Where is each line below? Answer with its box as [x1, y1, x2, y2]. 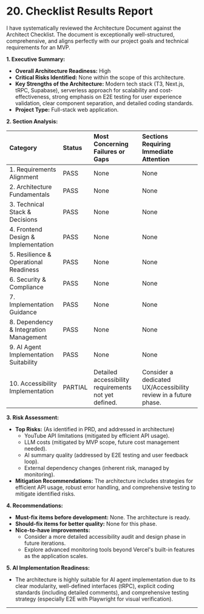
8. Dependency [9, 318, 53, 326]
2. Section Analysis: [6, 117, 58, 125]
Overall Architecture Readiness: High [15, 67, 111, 74]
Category [9, 143, 38, 152]
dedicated [141, 375, 171, 384]
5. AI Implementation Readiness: [6, 564, 90, 571]
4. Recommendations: [6, 502, 64, 509]
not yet [93, 391, 114, 399]
